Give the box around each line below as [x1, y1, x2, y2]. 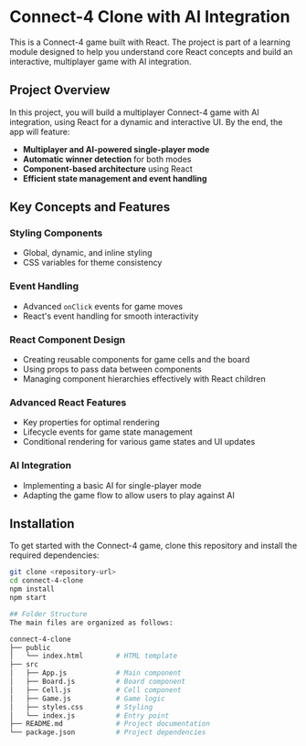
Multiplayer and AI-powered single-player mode [22, 143, 210, 154]
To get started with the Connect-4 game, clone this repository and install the [9, 541, 298, 552]
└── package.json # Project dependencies [9, 728, 206, 737]
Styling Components [9, 226, 103, 239]
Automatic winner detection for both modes [22, 153, 192, 164]
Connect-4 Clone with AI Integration [9, 6, 290, 27]
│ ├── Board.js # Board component [9, 678, 185, 687]
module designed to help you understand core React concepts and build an [9, 46, 293, 57]
